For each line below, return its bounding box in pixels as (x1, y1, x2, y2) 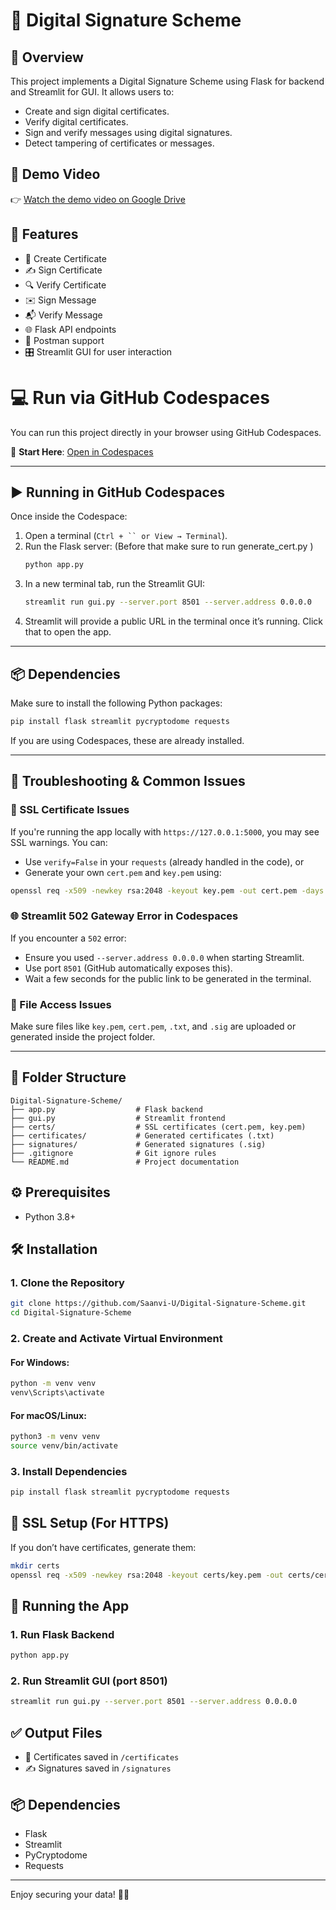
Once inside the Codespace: (10, 510, 128, 523)
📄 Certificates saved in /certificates (24, 1751, 180, 1763)
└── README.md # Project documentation (10, 1157, 240, 1167)
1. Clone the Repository (10, 1275, 125, 1289)
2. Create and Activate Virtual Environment (10, 1331, 223, 1345)
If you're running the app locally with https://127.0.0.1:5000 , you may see (10, 825, 320, 838)
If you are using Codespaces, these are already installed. (10, 734, 245, 746)
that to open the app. (24, 626, 112, 638)
